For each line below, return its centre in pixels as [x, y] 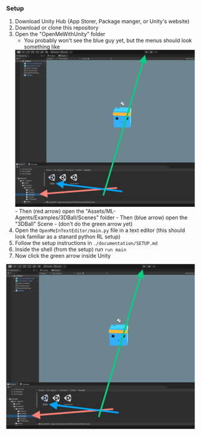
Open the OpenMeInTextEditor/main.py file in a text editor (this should [100, 230]
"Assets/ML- [101, 212]
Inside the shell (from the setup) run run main [71, 249]
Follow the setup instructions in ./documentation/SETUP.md [86, 243]
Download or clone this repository [57, 28]
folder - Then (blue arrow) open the [144, 217]
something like [42, 47]
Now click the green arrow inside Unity [63, 256]
